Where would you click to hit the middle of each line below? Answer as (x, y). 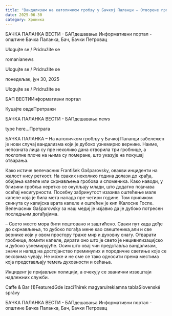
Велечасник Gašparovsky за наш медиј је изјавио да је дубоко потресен (84, 208)
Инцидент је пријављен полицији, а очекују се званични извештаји (79, 272)
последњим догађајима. (32, 214)
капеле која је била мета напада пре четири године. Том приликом (79, 198)
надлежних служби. (27, 278)
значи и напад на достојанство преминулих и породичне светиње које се (86, 251)
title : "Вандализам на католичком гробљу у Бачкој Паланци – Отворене (82, 10)
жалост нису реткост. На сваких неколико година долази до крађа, (79, 176)
